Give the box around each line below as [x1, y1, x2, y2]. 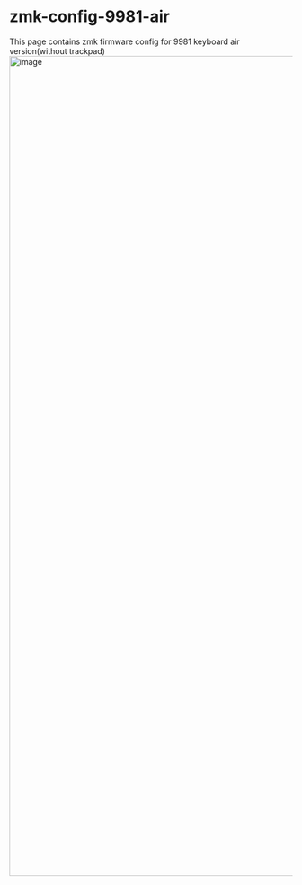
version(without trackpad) [9, 45, 106, 56]
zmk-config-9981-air [9, 6, 171, 27]
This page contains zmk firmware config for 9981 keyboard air [9, 36, 240, 47]
